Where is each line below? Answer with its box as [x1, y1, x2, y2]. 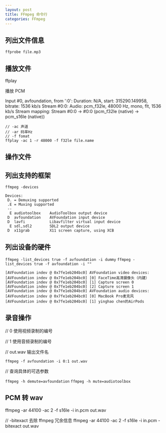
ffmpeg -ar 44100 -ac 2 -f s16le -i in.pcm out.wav [5, 407, 107, 413]
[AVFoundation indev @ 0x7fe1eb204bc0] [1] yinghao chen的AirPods [5, 299, 145, 304]
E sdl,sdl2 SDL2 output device [9, 224, 90, 229]
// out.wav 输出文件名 [5, 349, 49, 355]
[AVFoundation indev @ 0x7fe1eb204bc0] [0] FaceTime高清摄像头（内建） [5, 276, 150, 281]
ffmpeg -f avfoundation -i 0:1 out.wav [5, 359, 88, 364]
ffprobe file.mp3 [5, 50, 41, 55]
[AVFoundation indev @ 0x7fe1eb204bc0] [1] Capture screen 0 [5, 280, 134, 285]
